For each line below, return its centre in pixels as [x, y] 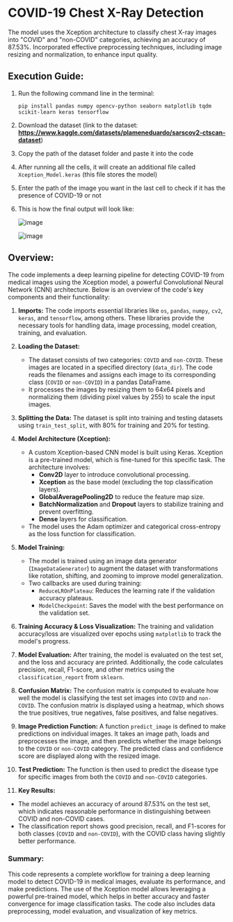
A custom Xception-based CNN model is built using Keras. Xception [126, 452]
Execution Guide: [46, 76]
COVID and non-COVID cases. [61, 819]
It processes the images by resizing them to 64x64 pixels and [116, 389]
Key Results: [37, 790]
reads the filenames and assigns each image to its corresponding [122, 374]
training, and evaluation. [53, 332]
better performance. [47, 841]
